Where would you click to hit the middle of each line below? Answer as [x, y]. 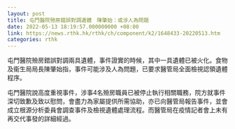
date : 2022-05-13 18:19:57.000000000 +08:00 [73, 26]
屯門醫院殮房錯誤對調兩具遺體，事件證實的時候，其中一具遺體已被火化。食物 [117, 61]
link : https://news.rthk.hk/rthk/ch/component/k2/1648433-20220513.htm [114, 33]
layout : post [26, 14]
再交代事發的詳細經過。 [41, 119]
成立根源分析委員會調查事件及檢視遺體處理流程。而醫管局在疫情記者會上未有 [117, 110]
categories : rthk [33, 40]
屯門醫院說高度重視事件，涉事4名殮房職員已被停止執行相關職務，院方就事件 [116, 93]
